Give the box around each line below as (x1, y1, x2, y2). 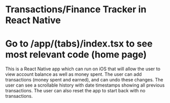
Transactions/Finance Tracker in (5, 4, 147, 15)
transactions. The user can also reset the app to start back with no (5, 88, 146, 94)
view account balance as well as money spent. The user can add (5, 71, 142, 77)
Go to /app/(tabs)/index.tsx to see (5, 38, 153, 50)
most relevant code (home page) (5, 49, 147, 60)
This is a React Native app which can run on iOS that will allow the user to (5, 66, 160, 72)
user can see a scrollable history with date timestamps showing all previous (5, 82, 165, 88)
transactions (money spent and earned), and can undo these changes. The (5, 77, 164, 83)
